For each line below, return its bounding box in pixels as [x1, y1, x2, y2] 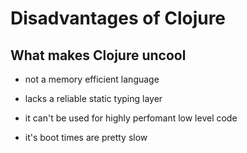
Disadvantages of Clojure [10, 7, 227, 30]
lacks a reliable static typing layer [24, 93, 163, 104]
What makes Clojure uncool [10, 47, 187, 64]
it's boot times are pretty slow [24, 132, 148, 143]
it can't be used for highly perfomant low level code [24, 112, 238, 124]
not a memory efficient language [24, 73, 160, 85]
